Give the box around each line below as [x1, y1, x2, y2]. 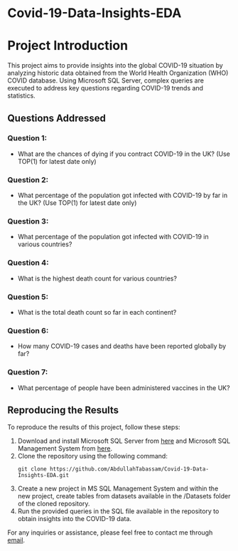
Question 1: [7, 133, 48, 143]
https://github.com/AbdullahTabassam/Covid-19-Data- [49, 466, 210, 473]
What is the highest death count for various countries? [17, 274, 178, 283]
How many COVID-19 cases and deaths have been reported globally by [17, 342, 227, 350]
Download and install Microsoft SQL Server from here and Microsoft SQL [17, 436, 231, 446]
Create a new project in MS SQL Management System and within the [17, 484, 219, 493]
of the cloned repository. [17, 500, 90, 508]
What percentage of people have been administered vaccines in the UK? [17, 383, 230, 392]
